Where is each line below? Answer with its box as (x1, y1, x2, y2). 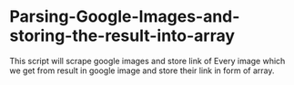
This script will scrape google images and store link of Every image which (9, 55, 286, 66)
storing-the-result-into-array (9, 25, 235, 46)
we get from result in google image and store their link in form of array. (9, 65, 275, 76)
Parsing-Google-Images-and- (9, 6, 240, 27)
